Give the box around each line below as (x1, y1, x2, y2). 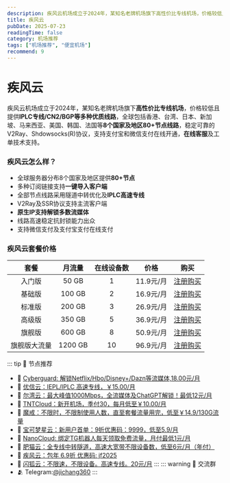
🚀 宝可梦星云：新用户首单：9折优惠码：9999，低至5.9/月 (16, 425, 179, 434)
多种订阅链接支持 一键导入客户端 (16, 182, 107, 190)
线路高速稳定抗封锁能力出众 (16, 216, 96, 225)
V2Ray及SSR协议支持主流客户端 (16, 199, 107, 208)
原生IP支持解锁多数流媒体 (16, 208, 89, 216)
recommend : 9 (7, 49, 44, 55)
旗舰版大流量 (10, 340, 53, 350)
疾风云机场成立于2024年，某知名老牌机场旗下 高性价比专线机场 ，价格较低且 (7, 103, 220, 112)
